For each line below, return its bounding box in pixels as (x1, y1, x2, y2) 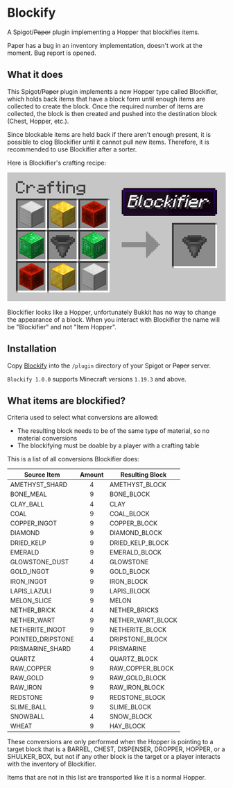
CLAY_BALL (10, 500, 44, 508)
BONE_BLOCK (110, 490, 150, 498)
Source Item (24, 470, 60, 479)
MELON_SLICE (10, 596, 52, 605)
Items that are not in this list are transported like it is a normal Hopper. (7, 773, 207, 781)
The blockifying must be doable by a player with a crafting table (17, 441, 200, 450)
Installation (7, 343, 57, 355)
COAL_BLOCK (110, 509, 150, 518)
